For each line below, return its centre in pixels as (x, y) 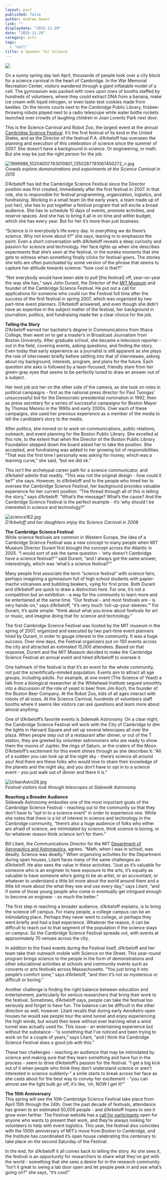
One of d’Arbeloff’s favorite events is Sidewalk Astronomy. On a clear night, (82, 719)
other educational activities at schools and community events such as (77, 964)
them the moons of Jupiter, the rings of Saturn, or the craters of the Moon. (81, 746)
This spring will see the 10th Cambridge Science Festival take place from (80, 1099)
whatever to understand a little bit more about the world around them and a (82, 881)
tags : (11, 42)
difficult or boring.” (24, 980)
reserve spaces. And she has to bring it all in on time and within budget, (79, 216)
